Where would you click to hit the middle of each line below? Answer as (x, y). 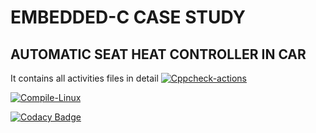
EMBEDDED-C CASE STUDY (128, 17)
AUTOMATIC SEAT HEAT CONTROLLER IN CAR (158, 54)
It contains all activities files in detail (84, 78)
